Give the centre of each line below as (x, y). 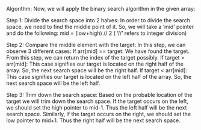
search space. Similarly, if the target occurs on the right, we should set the (99, 114)
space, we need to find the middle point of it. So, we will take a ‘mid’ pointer (100, 27)
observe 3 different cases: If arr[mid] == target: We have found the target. (98, 51)
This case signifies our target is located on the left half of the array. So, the (99, 77)
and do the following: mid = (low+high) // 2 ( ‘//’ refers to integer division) (97, 33)
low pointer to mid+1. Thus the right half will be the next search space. (93, 120)
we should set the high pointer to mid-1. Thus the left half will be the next (97, 107)
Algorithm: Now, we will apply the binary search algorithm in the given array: (101, 9)
